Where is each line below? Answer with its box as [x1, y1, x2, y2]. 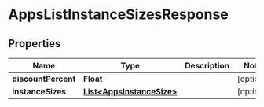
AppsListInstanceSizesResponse [8, 6, 229, 24]
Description [184, 61, 230, 71]
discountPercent [12, 73, 76, 84]
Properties [8, 37, 61, 50]
